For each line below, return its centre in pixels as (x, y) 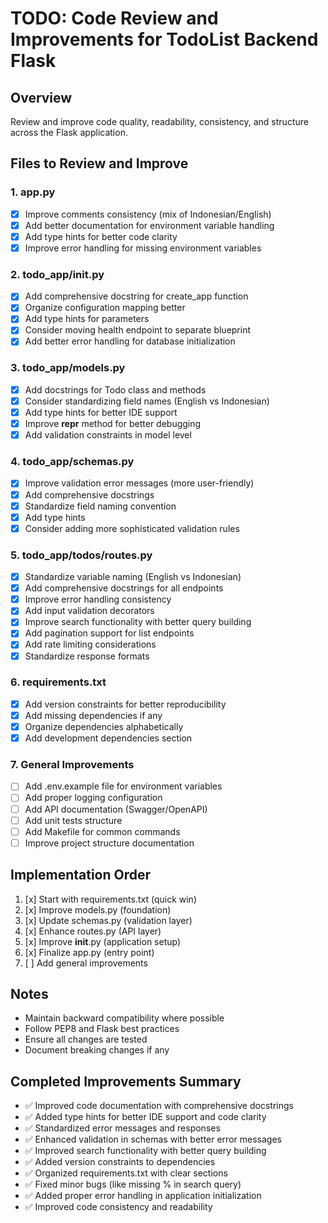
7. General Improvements (72, 765)
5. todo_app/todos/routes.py (81, 555)
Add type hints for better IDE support (101, 412)
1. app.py (33, 192)
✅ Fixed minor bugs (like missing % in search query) (133, 1184)
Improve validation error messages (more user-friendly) (139, 483)
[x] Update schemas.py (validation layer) (108, 920)
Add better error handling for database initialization (130, 341)
